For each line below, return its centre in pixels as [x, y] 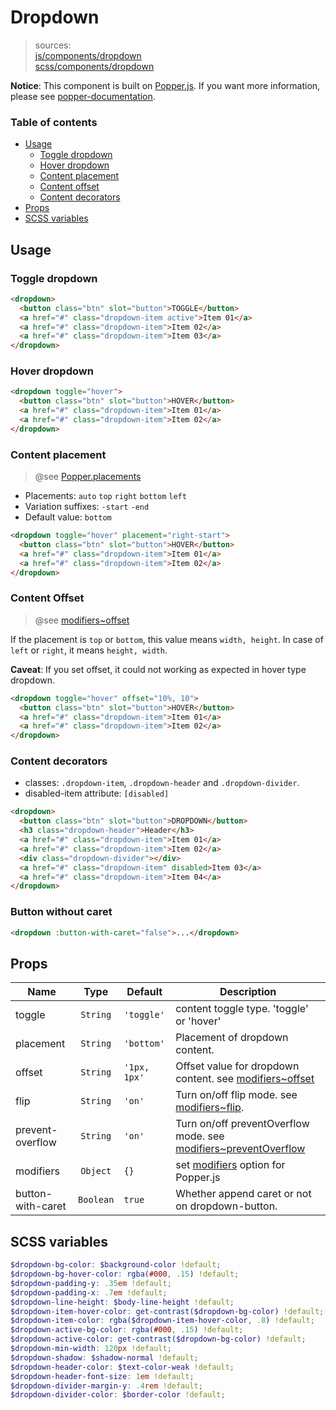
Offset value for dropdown [237, 1066]
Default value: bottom [68, 517]
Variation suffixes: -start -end [87, 507]
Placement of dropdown [232, 1038]
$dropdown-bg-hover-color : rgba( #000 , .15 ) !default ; [125, 1274]
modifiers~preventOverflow [240, 1149]
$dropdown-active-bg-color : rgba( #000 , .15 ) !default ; [127, 1330]
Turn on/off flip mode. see [236, 1095]
